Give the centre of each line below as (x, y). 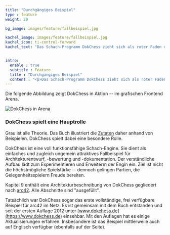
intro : (12, 61)
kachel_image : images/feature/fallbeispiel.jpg (56, 38)
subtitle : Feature (30, 70)
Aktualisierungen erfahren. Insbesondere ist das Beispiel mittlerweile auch (82, 221)
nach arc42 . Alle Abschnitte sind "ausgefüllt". (53, 190)
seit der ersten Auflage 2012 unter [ (42, 211)
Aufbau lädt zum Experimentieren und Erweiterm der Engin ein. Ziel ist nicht (84, 164)
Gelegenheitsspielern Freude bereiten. (45, 175)
